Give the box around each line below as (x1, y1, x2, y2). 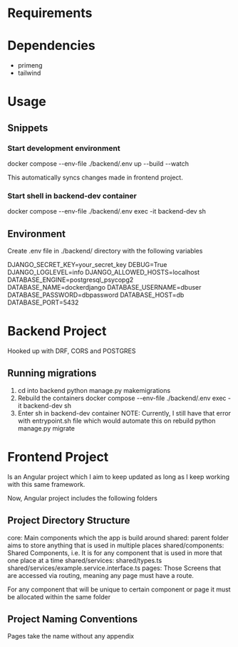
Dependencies (7, 38, 95, 54)
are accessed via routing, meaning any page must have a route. (7, 571, 195, 579)
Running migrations (7, 367, 97, 379)
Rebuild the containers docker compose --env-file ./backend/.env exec (17, 394, 227, 402)
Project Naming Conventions (7, 614, 138, 625)
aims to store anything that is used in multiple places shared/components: (7, 541, 224, 549)
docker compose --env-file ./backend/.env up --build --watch (7, 159, 190, 168)
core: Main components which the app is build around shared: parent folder (7, 533, 229, 542)
